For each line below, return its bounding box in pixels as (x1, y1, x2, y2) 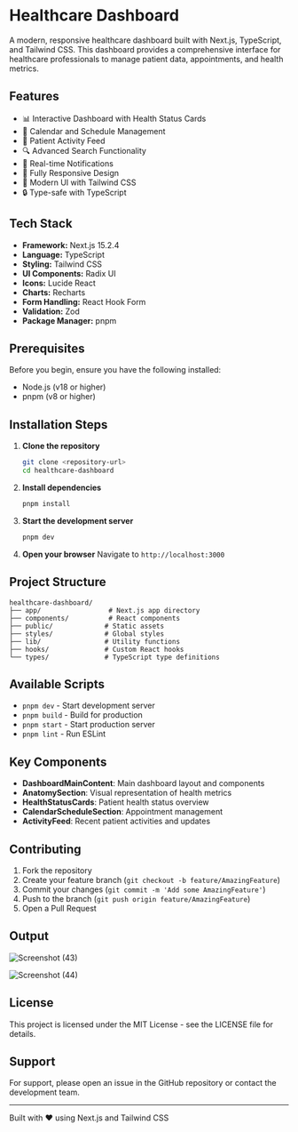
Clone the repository (21, 441, 100, 452)
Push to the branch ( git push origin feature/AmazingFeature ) (21, 893, 251, 903)
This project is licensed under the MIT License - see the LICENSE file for (9, 1019, 273, 1030)
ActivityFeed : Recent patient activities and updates (21, 815, 211, 827)
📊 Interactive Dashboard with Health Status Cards (21, 113, 207, 124)
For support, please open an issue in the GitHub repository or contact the (9, 1078, 277, 1088)
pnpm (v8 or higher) (21, 391, 96, 402)
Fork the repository (21, 864, 93, 876)
